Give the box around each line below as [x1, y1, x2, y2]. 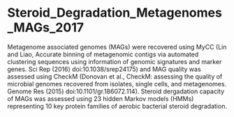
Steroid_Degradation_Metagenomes [7, 5, 222, 21]
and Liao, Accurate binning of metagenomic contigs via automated [7, 50, 199, 58]
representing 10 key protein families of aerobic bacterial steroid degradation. [7, 102, 227, 110]
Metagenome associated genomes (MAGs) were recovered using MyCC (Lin [7, 42, 227, 51]
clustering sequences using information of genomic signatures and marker [7, 57, 222, 65]
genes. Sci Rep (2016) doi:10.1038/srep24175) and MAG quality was [7, 65, 201, 73]
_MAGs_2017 [7, 19, 84, 36]
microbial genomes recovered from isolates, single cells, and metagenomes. [7, 79, 227, 88]
